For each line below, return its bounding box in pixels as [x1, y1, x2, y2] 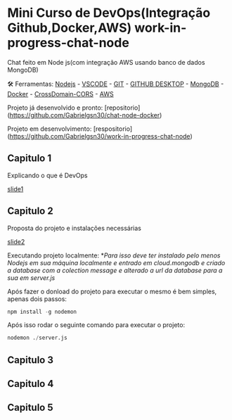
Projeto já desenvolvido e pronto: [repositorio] [7, 103, 141, 112]
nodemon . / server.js [7, 334, 68, 342]
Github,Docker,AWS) [7, 20, 132, 36]
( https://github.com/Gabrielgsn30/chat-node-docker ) [7, 110, 162, 119]
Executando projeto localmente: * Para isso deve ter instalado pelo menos [7, 251, 221, 260]
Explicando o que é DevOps [7, 171, 88, 179]
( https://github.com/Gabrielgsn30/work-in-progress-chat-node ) [7, 132, 193, 140]
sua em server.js [7, 273, 56, 282]
